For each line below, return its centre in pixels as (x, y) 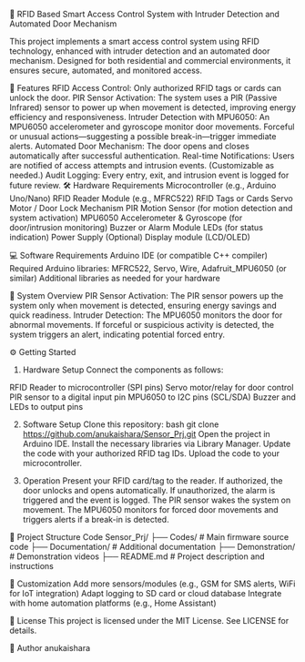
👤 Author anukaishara (50, 648)
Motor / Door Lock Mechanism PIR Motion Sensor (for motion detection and (151, 208)
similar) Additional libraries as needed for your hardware (115, 278)
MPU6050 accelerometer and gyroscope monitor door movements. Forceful (152, 127)
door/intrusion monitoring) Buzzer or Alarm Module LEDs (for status (137, 227)
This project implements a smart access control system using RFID (134, 41)
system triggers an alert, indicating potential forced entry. (117, 334)
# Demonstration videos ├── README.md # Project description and (137, 556)
